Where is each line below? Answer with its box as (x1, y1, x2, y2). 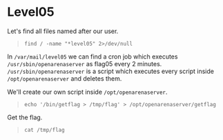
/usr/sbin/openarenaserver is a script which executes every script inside (7, 67, 214, 75)
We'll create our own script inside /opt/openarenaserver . (7, 88, 168, 96)
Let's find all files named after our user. (7, 27, 119, 35)
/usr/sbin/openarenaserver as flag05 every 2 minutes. (7, 59, 162, 68)
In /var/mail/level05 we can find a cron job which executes (7, 52, 178, 61)
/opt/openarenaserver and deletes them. (7, 74, 122, 83)
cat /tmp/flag (23, 126, 65, 133)
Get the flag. (7, 113, 43, 121)
